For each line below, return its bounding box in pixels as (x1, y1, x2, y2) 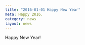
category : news (5, 16, 37, 21)
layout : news (5, 21, 32, 26)
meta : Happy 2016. (5, 12, 43, 17)
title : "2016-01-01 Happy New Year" (5, 7, 81, 12)
